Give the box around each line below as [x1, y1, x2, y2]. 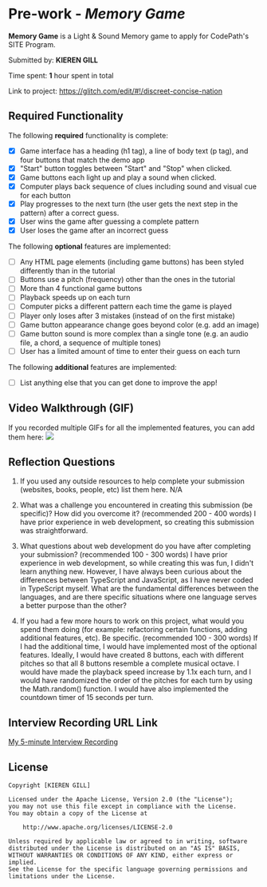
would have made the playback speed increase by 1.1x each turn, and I [19, 667, 252, 677]
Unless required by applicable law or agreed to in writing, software [8, 837, 248, 845]
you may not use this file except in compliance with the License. [8, 802, 238, 811]
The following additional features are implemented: [8, 362, 177, 372]
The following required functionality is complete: [8, 130, 169, 140]
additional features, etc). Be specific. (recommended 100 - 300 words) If [19, 633, 258, 643]
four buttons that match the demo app [19, 155, 145, 165]
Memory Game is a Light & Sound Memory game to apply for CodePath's [8, 31, 249, 41]
